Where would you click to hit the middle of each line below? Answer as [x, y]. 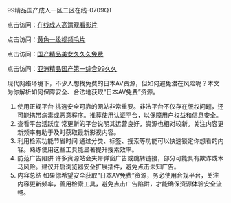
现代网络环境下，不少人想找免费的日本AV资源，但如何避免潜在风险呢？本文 [113, 83]
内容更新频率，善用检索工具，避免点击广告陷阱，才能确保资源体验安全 [117, 184]
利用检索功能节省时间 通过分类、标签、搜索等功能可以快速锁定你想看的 [117, 141]
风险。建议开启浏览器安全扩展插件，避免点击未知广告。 [101, 167]
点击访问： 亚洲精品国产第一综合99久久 [62, 68]
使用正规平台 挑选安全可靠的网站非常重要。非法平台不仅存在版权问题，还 [120, 106]
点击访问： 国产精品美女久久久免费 [55, 54]
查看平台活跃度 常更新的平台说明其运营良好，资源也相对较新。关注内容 [117, 124]
